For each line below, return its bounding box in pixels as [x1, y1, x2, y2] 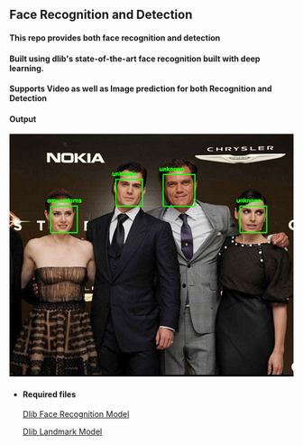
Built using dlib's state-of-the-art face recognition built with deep [9, 53, 261, 64]
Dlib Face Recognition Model [22, 409, 130, 420]
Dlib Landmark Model [22, 426, 103, 437]
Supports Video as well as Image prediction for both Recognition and [9, 83, 272, 94]
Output [9, 113, 37, 125]
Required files [22, 388, 77, 400]
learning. [9, 62, 44, 73]
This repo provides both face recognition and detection [9, 32, 221, 43]
